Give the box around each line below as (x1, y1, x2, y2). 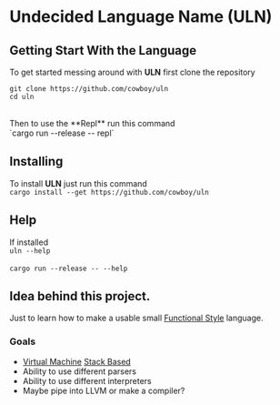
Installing (9, 154, 64, 169)
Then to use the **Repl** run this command (9, 118, 175, 128)
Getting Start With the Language (9, 43, 197, 58)
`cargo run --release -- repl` (9, 127, 115, 138)
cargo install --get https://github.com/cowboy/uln (9, 187, 209, 197)
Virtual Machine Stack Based (22, 356, 132, 367)
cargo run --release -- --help (9, 264, 128, 273)
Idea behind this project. (9, 289, 151, 304)
